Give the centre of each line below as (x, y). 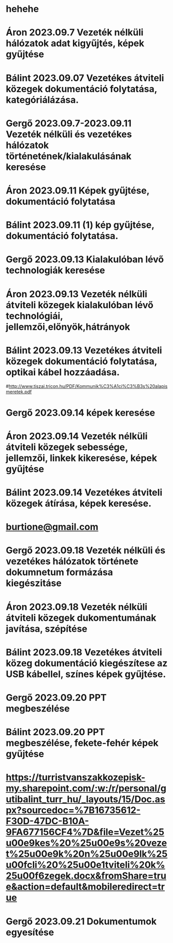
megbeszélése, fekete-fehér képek (82, 743)
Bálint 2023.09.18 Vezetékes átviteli (84, 652)
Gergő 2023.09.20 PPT (56, 697)
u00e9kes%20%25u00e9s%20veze (86, 843)
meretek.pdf (19, 392)
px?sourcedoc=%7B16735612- (73, 810)
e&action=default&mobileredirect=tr (85, 887)
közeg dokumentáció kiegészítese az (87, 663)
